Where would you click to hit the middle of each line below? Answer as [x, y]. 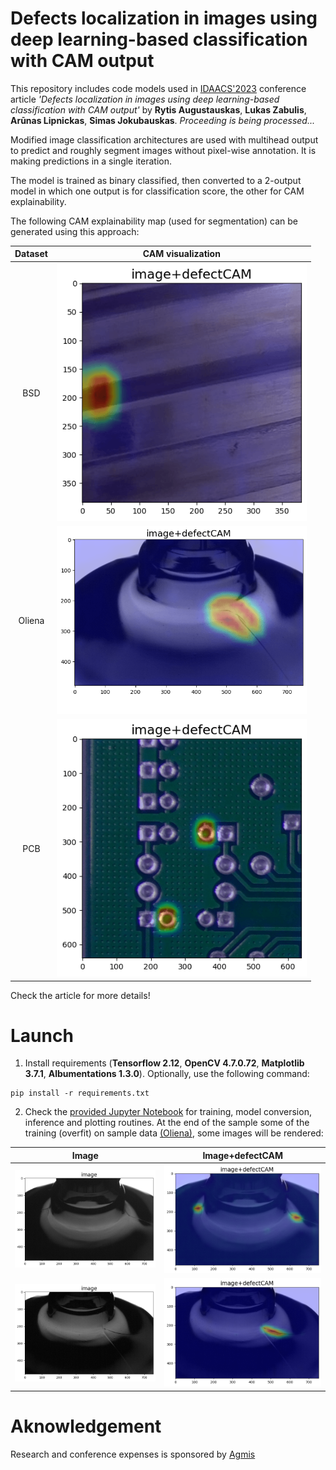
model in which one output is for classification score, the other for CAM [157, 191]
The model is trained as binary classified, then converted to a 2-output [156, 180]
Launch [42, 1035]
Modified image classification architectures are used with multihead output [164, 139]
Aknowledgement [86, 1426]
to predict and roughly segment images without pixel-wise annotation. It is [163, 150]
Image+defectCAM [243, 1155]
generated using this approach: [75, 231]
